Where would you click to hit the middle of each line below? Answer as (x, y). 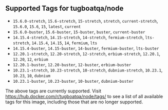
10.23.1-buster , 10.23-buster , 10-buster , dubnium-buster (73, 81)
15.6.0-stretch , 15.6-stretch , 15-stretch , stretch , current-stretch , (85, 21)
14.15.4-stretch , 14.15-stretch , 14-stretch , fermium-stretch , (78, 37)
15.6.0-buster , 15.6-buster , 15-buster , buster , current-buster (79, 32)
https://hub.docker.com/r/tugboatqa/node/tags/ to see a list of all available (84, 96)
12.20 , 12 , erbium (30, 59)
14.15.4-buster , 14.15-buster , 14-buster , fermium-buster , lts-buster (86, 48)
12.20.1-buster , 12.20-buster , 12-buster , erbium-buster (72, 64)
